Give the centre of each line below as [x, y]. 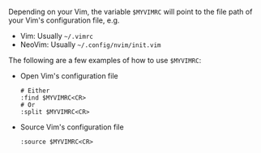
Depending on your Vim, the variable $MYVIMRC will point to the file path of [130, 12]
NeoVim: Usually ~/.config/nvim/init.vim [90, 45]
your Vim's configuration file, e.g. [64, 20]
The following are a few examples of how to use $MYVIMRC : [105, 60]
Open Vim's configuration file [69, 76]
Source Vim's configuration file [72, 127]
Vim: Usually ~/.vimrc [56, 36]
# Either [35, 91]
